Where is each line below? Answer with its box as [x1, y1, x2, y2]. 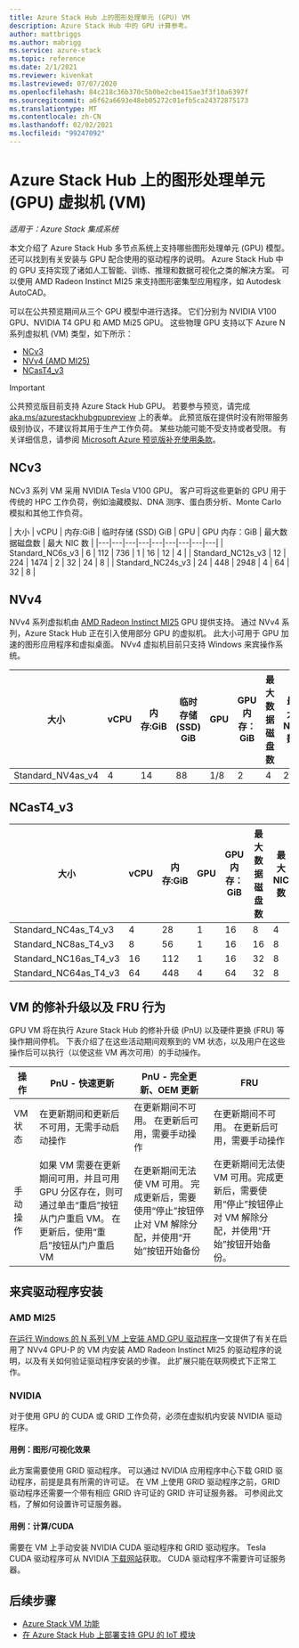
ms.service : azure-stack [9, 46, 101, 55]
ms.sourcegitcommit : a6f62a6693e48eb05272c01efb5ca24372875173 [9, 95, 249, 105]
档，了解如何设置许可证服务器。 [9, 1498, 126, 1510]
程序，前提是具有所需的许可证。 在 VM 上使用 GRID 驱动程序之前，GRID [16, 1476, 280, 1488]
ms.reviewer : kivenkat [9, 71, 93, 80]
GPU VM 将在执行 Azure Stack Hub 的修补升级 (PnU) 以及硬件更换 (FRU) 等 [9, 1025, 285, 1036]
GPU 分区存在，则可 [38, 1186, 124, 1198]
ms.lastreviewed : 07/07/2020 [9, 79, 117, 88]
